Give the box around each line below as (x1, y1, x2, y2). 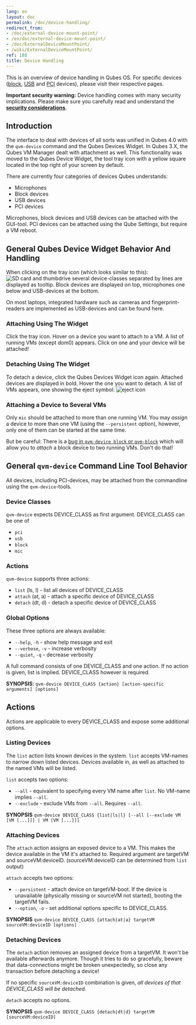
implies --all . (14, 794, 49, 801)
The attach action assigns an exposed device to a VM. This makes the (6, 844, 176, 852)
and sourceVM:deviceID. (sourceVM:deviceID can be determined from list (6, 857, 187, 864)
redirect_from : (6, 25, 43, 31)
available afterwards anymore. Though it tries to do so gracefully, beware (6, 955, 183, 962)
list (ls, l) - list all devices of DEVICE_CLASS (14, 587, 123, 594)
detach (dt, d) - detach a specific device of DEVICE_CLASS (14, 599, 156, 606)
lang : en (6, 8, 27, 15)
